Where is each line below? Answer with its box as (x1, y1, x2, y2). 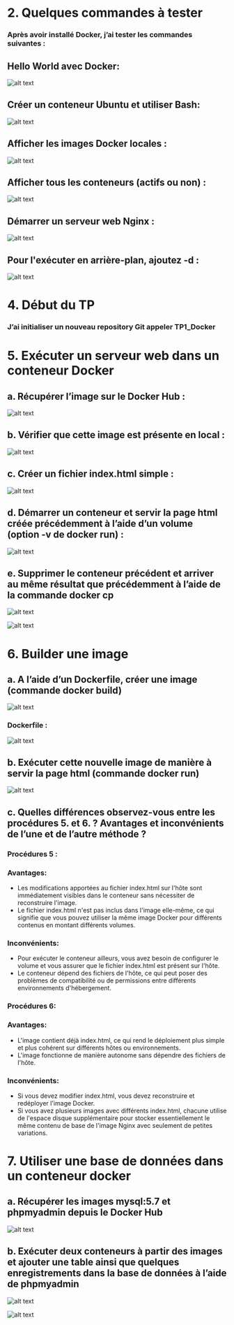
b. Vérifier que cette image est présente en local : (7, 429, 225, 441)
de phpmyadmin (7, 1278, 79, 1290)
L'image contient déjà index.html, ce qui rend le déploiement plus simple (17, 1036, 225, 1044)
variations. (17, 1129, 48, 1137)
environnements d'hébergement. (17, 984, 111, 992)
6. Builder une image (7, 646, 129, 662)
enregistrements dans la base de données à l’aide (7, 1267, 227, 1280)
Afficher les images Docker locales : (7, 138, 167, 150)
